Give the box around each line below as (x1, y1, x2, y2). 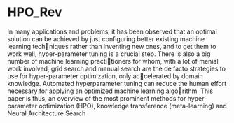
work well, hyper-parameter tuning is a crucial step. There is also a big (7, 50, 211, 58)
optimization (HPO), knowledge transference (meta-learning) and (38, 101, 227, 110)
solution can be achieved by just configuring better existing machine (7, 34, 205, 43)
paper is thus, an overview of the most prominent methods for (7, 94, 186, 102)
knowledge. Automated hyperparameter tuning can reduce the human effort (7, 79, 227, 87)
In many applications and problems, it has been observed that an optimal (7, 27, 217, 36)
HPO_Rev (7, 4, 62, 20)
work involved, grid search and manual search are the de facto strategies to (7, 64, 226, 73)
